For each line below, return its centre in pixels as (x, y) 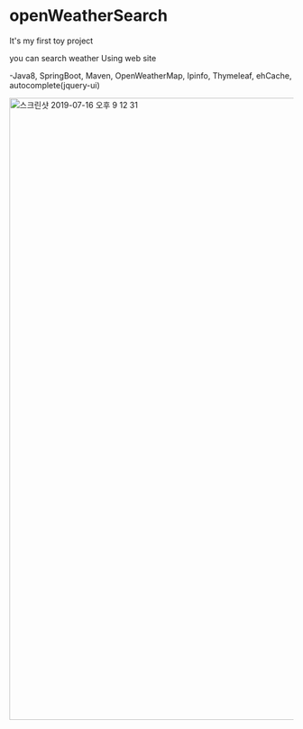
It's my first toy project (51, 41)
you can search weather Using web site (83, 58)
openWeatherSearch (89, 16)
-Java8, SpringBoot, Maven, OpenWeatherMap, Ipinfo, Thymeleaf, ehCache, (151, 75)
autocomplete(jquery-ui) (55, 85)
